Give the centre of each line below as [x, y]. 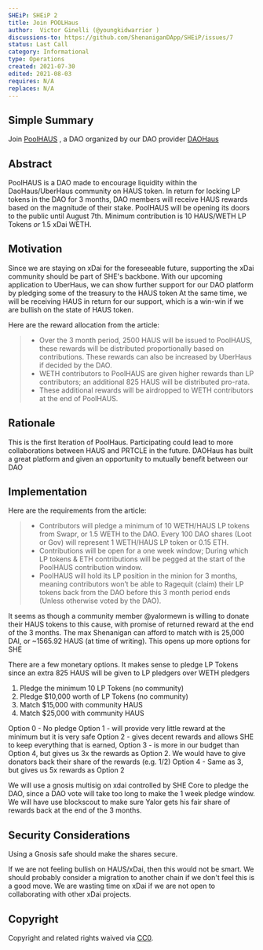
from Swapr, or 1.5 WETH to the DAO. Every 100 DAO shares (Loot [145, 534]
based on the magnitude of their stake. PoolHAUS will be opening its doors [129, 208]
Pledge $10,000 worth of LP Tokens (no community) [104, 696]
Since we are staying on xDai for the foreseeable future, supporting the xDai [131, 268]
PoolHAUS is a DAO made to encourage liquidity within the [103, 183]
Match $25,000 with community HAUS [82, 713]
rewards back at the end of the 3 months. [75, 810]
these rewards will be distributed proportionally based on [131, 348]
